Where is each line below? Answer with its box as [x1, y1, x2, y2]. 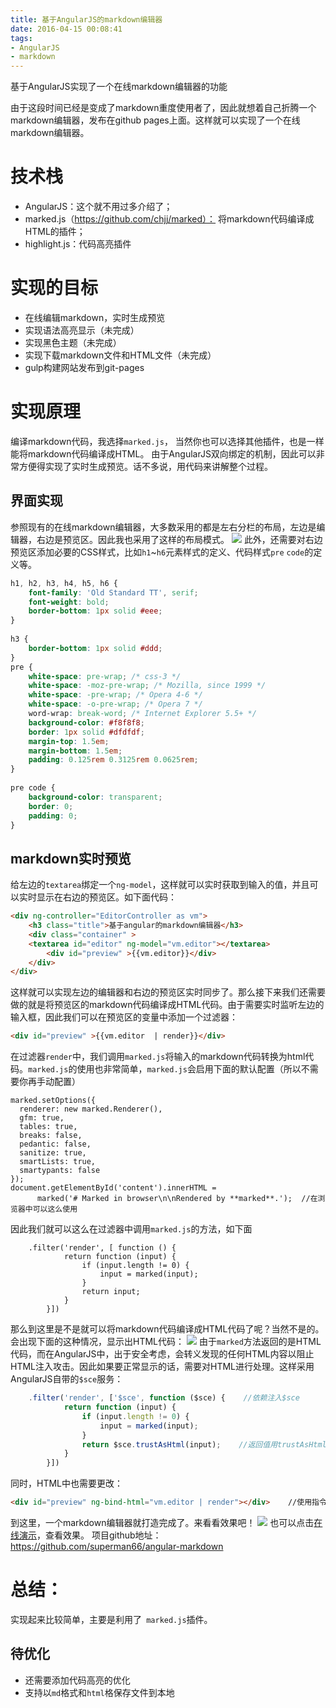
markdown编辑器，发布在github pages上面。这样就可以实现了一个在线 [10, 114, 301, 126]
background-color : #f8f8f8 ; [28, 717, 145, 728]
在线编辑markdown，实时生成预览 [24, 312, 166, 323]
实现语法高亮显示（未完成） [24, 324, 140, 336]
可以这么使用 [32, 1204, 78, 1215]
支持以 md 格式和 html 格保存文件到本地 [24, 1686, 175, 1698]
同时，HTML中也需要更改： [10, 1477, 124, 1490]
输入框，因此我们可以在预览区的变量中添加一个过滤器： [10, 1011, 238, 1023]
